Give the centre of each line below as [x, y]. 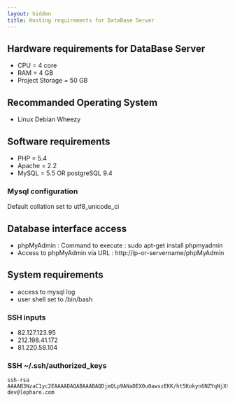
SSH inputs [27, 317]
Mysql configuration [43, 191]
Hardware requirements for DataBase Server [106, 49]
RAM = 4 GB [35, 73]
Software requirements [59, 141]
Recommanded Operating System [83, 102]
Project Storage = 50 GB [52, 81]
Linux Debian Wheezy [49, 119]
